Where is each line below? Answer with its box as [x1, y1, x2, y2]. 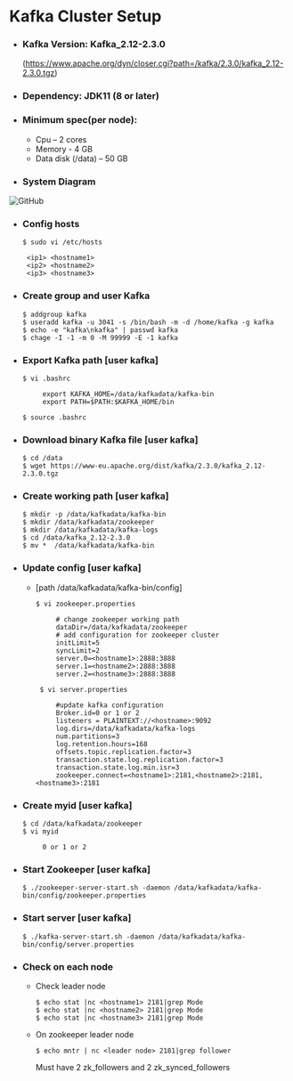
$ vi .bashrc [21, 374, 71, 383]
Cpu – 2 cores [35, 134, 87, 144]
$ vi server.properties [39, 685, 128, 694]
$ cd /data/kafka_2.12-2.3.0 [21, 533, 131, 542]
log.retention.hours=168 [55, 739, 149, 749]
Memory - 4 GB [35, 143, 94, 154]
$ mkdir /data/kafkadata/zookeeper [21, 518, 155, 527]
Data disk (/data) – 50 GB [35, 153, 128, 164]
